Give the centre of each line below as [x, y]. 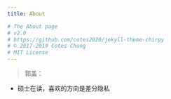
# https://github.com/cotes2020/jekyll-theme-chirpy [86, 39]
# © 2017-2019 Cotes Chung [47, 46]
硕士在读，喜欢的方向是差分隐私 [63, 88]
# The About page [33, 26]
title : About [26, 14]
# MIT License [28, 53]
